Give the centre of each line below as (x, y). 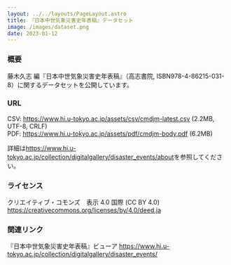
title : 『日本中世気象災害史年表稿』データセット (70, 20)
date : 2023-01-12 (33, 33)
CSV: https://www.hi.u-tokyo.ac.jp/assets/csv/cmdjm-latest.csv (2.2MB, (111, 118)
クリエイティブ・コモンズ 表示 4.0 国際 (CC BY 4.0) (83, 202)
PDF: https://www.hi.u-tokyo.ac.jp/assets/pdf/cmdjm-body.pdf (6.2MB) (110, 134)
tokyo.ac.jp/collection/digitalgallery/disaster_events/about (91, 157)
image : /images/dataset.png (48, 27)
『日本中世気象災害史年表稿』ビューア (62, 246)
